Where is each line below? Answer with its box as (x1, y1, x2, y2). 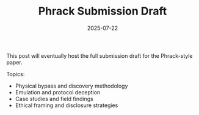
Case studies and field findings (15, 95, 93, 102)
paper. (6, 58, 23, 66)
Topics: (6, 70, 25, 77)
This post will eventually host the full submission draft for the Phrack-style (6, 52, 193, 59)
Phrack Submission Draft (38, 4, 167, 18)
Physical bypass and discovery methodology (15, 82, 128, 89)
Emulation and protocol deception (15, 88, 101, 96)
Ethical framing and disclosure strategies (15, 102, 118, 109)
